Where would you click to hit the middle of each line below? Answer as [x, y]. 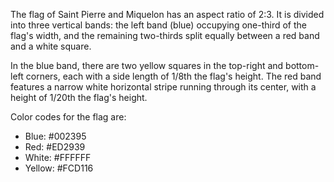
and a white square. [51, 46]
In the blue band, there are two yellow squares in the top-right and [147, 65]
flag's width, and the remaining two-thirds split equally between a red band [165, 35]
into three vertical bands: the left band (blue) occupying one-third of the [159, 25]
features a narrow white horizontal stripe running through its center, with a [163, 87]
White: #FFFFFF [58, 157]
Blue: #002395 [55, 136]
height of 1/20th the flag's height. [79, 97]
